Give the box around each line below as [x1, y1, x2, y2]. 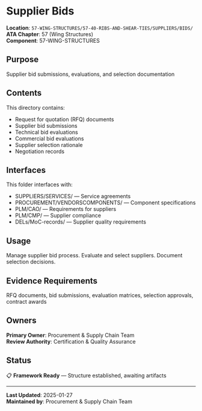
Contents [6, 88, 42, 98]
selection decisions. [6, 258, 56, 266]
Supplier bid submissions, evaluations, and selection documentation [6, 71, 175, 78]
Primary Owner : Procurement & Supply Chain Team [6, 331, 135, 339]
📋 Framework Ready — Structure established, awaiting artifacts [6, 372, 167, 379]
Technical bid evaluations [14, 128, 78, 136]
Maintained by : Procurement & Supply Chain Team [6, 398, 132, 405]
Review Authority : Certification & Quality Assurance [6, 337, 136, 345]
